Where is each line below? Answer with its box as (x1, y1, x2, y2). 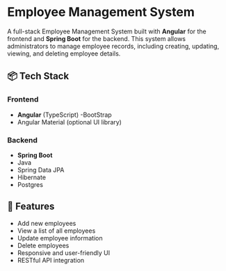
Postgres (17, 180, 44, 188)
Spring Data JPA (17, 165, 65, 174)
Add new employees (17, 219, 76, 227)
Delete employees (17, 241, 70, 249)
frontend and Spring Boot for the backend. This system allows (7, 34, 186, 42)
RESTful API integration (17, 256, 85, 264)
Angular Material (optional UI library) (17, 117, 122, 126)
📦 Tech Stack (7, 70, 70, 82)
